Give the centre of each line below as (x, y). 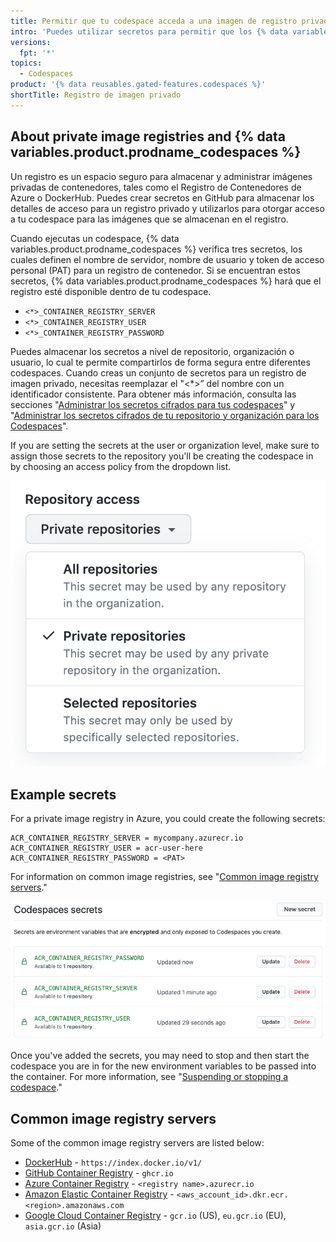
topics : (26, 63)
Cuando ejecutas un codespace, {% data (95, 238)
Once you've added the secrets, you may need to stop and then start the (160, 1056)
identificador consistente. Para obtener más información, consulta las (153, 394)
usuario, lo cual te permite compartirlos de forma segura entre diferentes (160, 362)
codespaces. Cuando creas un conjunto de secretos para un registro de (158, 372)
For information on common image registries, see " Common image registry (164, 877)
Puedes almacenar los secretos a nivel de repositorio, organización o (152, 351)
